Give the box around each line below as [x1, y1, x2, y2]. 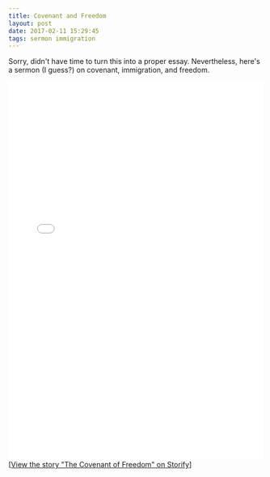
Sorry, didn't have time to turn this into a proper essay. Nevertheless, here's [8, 57, 261, 66]
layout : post [8, 19, 53, 27]
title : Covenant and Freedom [8, 11, 107, 20]
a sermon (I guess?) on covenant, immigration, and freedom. [8, 65, 210, 75]
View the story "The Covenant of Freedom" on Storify [11, 460, 190, 470]
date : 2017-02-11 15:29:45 [8, 27, 99, 35]
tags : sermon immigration [8, 34, 95, 43]
